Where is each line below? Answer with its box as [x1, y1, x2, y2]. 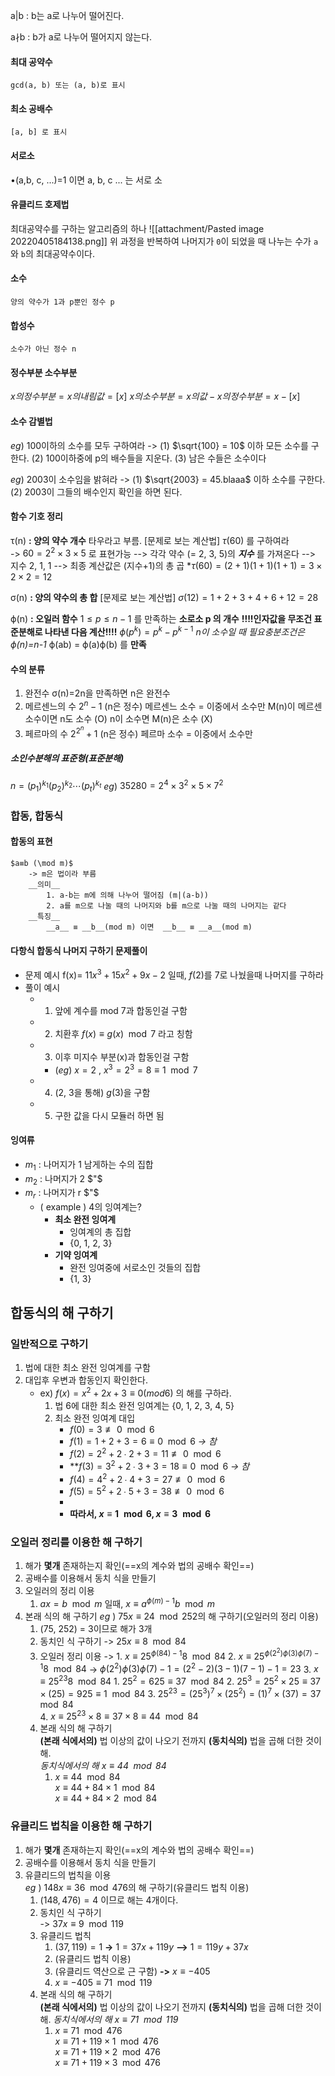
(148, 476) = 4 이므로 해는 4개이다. [39, 1894, 179, 1906]
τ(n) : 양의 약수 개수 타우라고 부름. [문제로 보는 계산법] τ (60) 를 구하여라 [10, 534, 290, 546]
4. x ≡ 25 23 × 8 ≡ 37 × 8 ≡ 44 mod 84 [39, 1709, 199, 1723]
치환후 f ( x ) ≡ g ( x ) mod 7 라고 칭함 [54, 1027, 193, 1039]
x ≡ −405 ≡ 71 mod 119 [54, 1976, 153, 1988]
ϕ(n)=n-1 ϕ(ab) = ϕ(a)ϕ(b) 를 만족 [10, 639, 147, 651]
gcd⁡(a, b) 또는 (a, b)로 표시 [10, 80, 126, 91]
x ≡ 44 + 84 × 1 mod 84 [54, 1782, 156, 1794]
